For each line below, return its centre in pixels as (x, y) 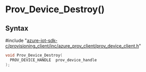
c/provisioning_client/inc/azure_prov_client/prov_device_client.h (72, 46)
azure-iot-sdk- (42, 40)
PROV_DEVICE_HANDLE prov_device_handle (53, 60)
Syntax (17, 28)
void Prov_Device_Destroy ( (34, 55)
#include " (16, 40)
